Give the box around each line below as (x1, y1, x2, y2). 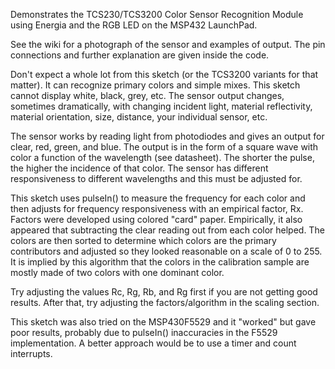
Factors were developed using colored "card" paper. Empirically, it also (10, 214, 303, 225)
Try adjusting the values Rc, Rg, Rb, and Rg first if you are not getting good (10, 286, 318, 298)
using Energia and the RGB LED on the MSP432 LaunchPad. (10, 19, 258, 31)
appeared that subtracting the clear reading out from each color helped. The (10, 224, 325, 236)
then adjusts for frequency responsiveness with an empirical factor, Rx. (10, 203, 304, 214)
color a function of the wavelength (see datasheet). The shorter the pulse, (10, 152, 315, 163)
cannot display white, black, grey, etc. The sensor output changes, (10, 90, 285, 101)
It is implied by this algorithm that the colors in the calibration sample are (10, 256, 310, 268)
